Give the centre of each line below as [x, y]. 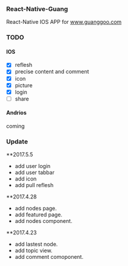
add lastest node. [36, 244]
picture [24, 85]
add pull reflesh [34, 185]
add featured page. [39, 215]
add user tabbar [35, 173]
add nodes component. [44, 221]
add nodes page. [36, 209]
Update [17, 141]
